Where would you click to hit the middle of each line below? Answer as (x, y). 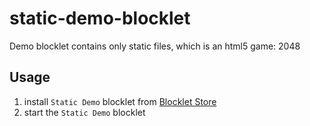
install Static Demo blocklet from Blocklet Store (120, 101)
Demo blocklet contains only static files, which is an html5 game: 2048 (155, 46)
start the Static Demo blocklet (84, 112)
